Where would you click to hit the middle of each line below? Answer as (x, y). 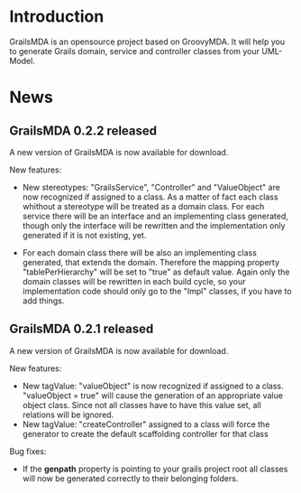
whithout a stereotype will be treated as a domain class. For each (143, 206)
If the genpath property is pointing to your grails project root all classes (155, 469)
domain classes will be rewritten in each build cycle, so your (134, 281)
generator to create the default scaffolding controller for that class (145, 433)
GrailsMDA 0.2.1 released (82, 329)
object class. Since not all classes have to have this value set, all (141, 405)
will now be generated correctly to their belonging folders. (130, 478)
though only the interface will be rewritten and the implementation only (154, 225)
